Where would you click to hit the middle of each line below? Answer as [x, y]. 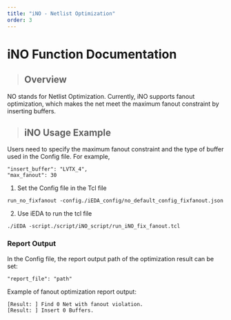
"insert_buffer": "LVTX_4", [48, 169]
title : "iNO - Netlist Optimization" [61, 13]
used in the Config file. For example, [59, 157]
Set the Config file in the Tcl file [62, 188]
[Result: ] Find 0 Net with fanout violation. [75, 304]
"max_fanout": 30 [32, 176]
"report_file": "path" [40, 279]
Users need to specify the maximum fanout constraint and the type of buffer [115, 149]
